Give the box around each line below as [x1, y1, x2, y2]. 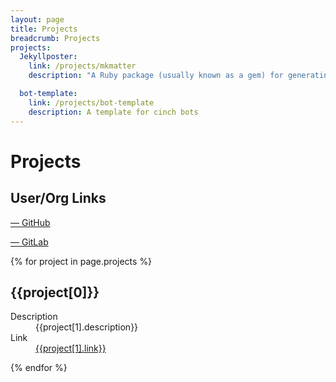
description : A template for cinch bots [28, 107, 199, 117]
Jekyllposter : [19, 52, 78, 62]
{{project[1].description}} [35, 321, 139, 333]
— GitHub [10, 216, 51, 228]
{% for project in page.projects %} [10, 255, 153, 267]
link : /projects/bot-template [28, 97, 155, 108]
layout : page [10, 14, 65, 25]
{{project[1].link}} [35, 342, 107, 355]
